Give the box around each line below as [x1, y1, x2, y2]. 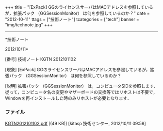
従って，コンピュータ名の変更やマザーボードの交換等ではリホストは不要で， [5, 89, 158, 95]
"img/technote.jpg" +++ [5, 22, 53, 28]
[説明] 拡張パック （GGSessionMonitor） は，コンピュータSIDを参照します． [5, 83, 158, 89]
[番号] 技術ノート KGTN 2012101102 [5, 56, 76, 62]
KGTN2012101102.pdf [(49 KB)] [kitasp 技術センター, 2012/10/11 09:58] [5, 121, 147, 127]
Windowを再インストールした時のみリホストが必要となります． [5, 95, 132, 101]
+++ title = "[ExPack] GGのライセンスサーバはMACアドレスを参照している [5, 4, 154, 10]
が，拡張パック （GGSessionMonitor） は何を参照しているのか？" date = [5, 10, 150, 16]
